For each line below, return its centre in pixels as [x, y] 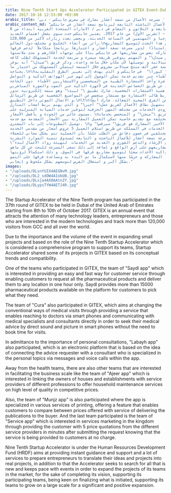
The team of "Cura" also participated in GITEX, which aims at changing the [83, 305]
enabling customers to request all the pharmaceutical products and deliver [83, 279]
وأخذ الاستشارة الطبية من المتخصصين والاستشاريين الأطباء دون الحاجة [83, 81]
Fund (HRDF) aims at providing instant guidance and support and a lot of [81, 453]
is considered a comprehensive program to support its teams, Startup [78, 247]
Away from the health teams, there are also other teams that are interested [83, 368]
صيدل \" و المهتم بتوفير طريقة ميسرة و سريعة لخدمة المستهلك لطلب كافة [86, 57]
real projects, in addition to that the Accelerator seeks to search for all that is [85, 463]
